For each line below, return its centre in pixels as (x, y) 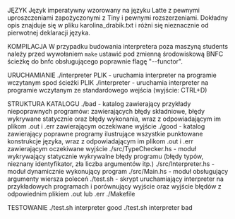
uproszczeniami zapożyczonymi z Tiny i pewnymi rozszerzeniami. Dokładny (117, 18)
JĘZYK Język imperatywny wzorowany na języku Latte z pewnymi (103, 10)
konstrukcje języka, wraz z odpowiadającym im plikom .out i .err (101, 141)
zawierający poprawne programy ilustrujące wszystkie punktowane (105, 134)
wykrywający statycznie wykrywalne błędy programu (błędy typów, (106, 156)
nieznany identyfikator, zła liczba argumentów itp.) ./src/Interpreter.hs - (111, 164)
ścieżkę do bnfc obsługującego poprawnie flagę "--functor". (95, 61)
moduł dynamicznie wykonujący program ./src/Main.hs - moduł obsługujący (118, 171)
